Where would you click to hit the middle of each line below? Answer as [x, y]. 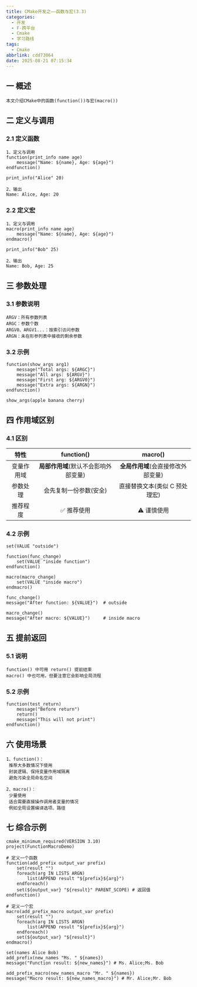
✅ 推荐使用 [75, 510]
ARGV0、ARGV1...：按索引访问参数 [43, 330]
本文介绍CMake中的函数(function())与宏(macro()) [62, 101]
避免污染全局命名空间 [30, 778]
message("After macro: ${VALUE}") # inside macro [73, 618]
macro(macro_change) [31, 577]
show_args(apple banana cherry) [45, 401]
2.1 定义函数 [23, 139]
